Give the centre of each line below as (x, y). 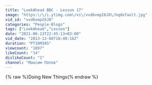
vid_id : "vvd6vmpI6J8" (29, 19)
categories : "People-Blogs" (35, 24)
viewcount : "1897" (25, 48)
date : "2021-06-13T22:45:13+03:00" (43, 34)
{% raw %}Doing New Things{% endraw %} (52, 77)
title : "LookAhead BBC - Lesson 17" (44, 10)
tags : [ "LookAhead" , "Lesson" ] (38, 29)
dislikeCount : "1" (25, 58)
